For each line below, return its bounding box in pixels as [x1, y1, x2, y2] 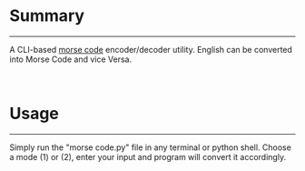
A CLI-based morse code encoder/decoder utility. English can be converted [9, 44, 293, 55]
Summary [9, 5, 84, 26]
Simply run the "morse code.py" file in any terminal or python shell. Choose [9, 142, 292, 153]
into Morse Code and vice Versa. [9, 54, 133, 65]
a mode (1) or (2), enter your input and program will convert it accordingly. [9, 151, 287, 162]
